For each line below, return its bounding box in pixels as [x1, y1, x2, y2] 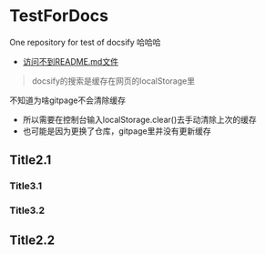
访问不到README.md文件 [22, 56, 118, 66]
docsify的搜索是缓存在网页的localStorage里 [31, 75, 196, 86]
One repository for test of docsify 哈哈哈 [9, 36, 161, 47]
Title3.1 [9, 179, 43, 192]
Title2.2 [9, 232, 56, 248]
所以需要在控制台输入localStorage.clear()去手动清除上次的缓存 [22, 114, 257, 125]
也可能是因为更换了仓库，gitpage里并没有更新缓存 [22, 125, 211, 137]
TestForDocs [9, 5, 109, 26]
